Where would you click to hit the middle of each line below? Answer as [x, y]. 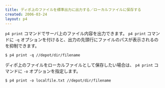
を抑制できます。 [22, 46]
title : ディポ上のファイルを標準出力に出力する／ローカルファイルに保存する [73, 10]
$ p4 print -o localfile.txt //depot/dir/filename [58, 81]
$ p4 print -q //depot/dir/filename [43, 55]
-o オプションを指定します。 [52, 71]
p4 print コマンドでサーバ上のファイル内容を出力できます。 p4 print [76, 34]
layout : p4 [16, 19]
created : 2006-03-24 [26, 14]
